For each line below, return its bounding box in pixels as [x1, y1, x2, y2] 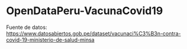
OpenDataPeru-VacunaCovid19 [6, 4, 163, 18]
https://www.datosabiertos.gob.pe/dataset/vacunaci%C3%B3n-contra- [6, 30, 181, 37]
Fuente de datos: [6, 24, 47, 31]
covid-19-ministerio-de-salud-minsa [6, 36, 95, 43]
